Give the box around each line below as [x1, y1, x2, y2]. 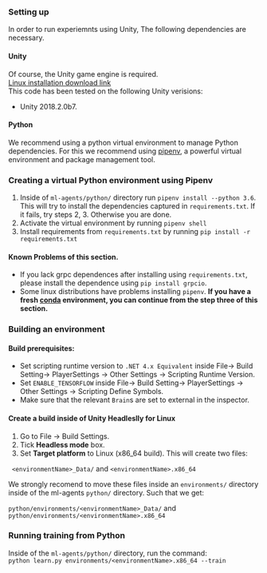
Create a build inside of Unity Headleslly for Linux [8, 413, 176, 423]
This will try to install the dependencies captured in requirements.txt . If [19, 201, 256, 210]
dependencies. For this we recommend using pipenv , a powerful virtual [8, 146, 241, 156]
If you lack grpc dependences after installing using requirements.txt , [19, 270, 248, 280]
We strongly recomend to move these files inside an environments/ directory [8, 479, 259, 489]
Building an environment [8, 324, 105, 335]
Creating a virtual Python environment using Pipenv [8, 174, 214, 185]
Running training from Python [8, 530, 126, 541]
